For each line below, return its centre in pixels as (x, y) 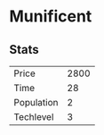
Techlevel (34, 117)
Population (36, 102)
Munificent (51, 17)
